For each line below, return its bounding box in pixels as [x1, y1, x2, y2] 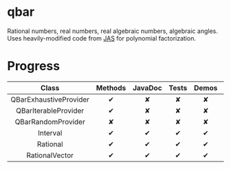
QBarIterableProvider [16, 106, 85, 115]
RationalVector [26, 150, 74, 160]
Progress [7, 58, 60, 74]
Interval [37, 128, 63, 137]
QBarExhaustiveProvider [10, 94, 90, 104]
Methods [96, 83, 126, 93]
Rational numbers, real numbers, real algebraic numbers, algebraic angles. [7, 27, 218, 35]
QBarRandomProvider [14, 117, 86, 126]
